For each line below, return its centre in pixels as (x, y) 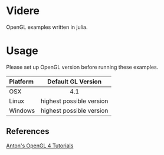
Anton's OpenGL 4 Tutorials (40, 146)
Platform (22, 82)
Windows (22, 110)
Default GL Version (74, 82)
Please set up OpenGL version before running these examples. (82, 67)
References (28, 131)
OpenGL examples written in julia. (47, 27)
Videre (23, 11)
